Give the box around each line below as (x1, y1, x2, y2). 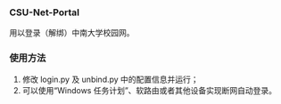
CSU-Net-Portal (9, 6, 80, 19)
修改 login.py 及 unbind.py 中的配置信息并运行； (21, 74, 199, 84)
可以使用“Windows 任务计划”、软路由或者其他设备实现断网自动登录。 (21, 84, 277, 95)
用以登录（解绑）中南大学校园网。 (9, 28, 135, 38)
